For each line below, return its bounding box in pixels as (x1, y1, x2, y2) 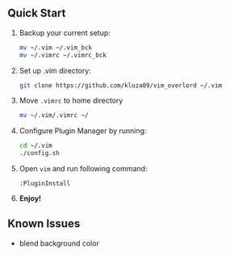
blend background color (19, 238, 100, 248)
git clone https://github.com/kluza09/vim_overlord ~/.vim (19, 81, 223, 90)
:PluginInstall (19, 179, 71, 188)
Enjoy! (19, 194, 42, 204)
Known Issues (7, 217, 81, 231)
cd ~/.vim (19, 141, 53, 150)
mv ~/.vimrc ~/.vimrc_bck (19, 51, 107, 59)
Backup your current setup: (19, 27, 111, 37)
